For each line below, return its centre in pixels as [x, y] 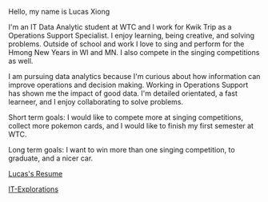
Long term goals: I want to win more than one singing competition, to [122, 150]
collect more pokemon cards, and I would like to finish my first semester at [131, 126]
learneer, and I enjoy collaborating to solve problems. [96, 102]
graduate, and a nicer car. [51, 158]
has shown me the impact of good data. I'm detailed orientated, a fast [123, 93]
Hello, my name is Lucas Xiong [59, 12]
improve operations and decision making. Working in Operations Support [128, 85]
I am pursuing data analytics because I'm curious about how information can [134, 76]
